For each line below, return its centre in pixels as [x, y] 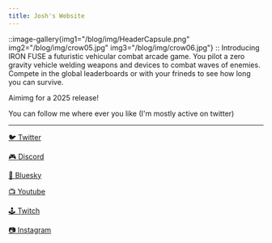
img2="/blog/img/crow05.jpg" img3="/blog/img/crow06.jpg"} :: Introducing [134, 47]
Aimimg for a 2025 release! [54, 97]
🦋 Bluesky [25, 175]
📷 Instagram [30, 230]
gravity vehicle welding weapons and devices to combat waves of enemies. [134, 65]
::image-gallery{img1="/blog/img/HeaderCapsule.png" [99, 39]
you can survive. [36, 82]
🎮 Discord [26, 156]
